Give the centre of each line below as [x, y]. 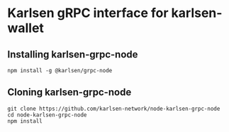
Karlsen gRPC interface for [88, 13]
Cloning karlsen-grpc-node [69, 93]
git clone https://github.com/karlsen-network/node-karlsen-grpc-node [114, 109]
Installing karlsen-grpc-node [73, 54]
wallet [26, 28]
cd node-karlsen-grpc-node [47, 115]
